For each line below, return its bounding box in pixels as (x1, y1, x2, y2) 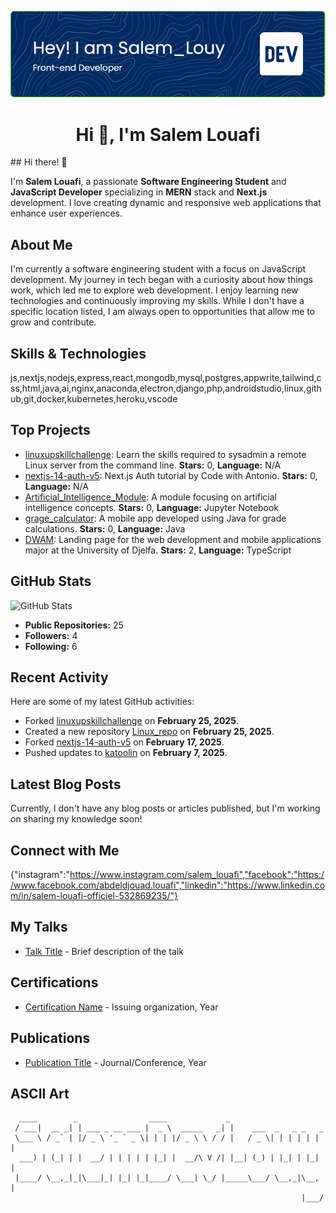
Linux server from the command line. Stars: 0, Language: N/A (24, 459, 282, 471)
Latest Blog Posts (10, 776, 122, 793)
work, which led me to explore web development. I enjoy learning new (10, 284, 299, 296)
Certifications (10, 974, 99, 991)
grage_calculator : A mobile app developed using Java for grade (24, 512, 287, 524)
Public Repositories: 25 (24, 619, 124, 631)
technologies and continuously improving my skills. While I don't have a (10, 295, 305, 307)
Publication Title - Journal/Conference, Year (24, 1056, 207, 1068)
